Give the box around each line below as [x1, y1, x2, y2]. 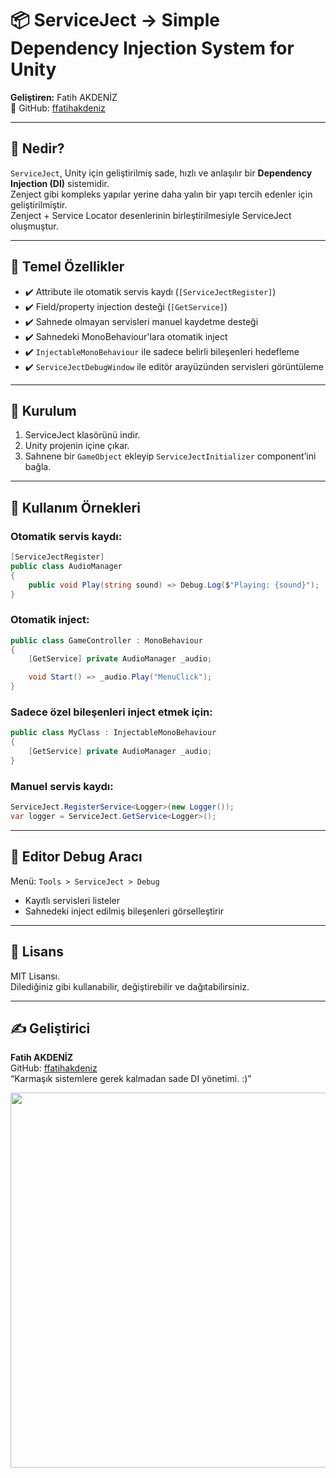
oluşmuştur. [10, 220, 59, 232]
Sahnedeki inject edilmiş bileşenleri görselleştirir [24, 905, 225, 917]
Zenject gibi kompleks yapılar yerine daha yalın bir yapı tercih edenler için [10, 188, 313, 200]
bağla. [24, 461, 52, 473]
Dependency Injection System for [10, 37, 295, 60]
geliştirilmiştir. [10, 198, 68, 211]
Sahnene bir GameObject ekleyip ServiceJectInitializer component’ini [24, 450, 317, 462]
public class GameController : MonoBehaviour [10, 635, 203, 646]
